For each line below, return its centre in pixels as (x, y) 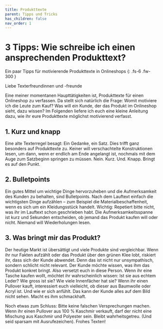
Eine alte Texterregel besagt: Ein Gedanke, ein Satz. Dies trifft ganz (72, 143)
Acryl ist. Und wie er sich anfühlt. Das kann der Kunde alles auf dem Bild (78, 291)
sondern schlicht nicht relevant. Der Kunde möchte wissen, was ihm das (77, 265)
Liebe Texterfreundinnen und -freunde (44, 86)
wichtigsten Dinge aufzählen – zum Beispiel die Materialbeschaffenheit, (77, 201)
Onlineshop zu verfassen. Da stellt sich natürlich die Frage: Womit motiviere (81, 101)
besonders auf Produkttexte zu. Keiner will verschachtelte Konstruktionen (79, 149)
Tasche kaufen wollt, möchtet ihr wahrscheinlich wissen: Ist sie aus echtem (81, 275)
